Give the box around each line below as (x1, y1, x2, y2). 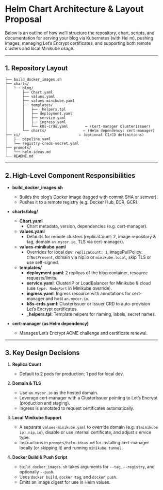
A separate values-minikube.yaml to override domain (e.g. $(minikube (19, 424, 158, 430)
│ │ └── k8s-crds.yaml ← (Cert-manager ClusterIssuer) (5, 124, 151, 129)
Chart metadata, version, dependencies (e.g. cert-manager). (26, 223, 148, 229)
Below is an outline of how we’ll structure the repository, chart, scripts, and (5, 30, 155, 36)
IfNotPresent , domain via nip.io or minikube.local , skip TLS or (26, 254, 151, 260)
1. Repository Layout (5, 64, 68, 73)
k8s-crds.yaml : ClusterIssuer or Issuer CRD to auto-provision (26, 301, 150, 306)
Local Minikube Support (12, 415, 62, 421)
